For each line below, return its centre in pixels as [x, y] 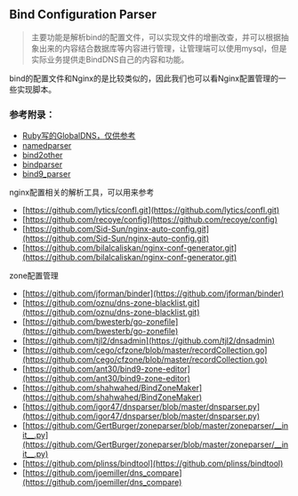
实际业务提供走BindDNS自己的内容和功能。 [110, 59]
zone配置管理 [34, 276]
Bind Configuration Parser [83, 15]
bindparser [42, 164]
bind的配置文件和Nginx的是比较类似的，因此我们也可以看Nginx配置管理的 [144, 78]
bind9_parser [46, 174]
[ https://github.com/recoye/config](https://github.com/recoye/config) [149, 220]
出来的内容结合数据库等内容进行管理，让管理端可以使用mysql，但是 [163, 48]
